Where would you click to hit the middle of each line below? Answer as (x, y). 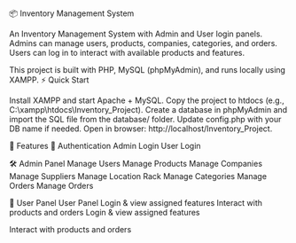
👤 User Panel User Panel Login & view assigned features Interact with (136, 203)
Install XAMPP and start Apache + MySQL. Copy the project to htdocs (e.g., (147, 100)
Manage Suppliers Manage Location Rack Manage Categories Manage (138, 176)
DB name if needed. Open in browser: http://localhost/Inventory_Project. (141, 129)
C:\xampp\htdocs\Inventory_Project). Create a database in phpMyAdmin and (148, 110)
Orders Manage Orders (51, 186)
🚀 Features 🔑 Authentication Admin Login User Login (105, 146)
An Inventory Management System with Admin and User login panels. (136, 34)
